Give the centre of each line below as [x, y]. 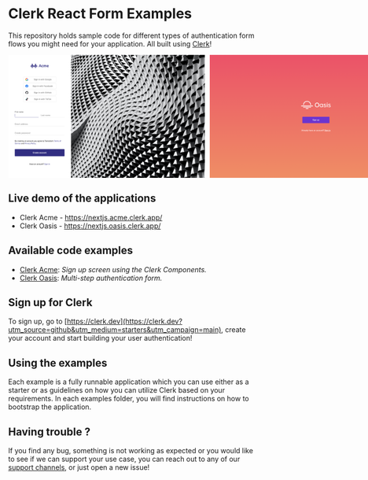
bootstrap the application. [50, 407]
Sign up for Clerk [50, 303]
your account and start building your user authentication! [100, 338]
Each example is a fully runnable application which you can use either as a [129, 382]
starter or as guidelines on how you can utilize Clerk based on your [117, 390]
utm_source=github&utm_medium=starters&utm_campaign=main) [115, 330]
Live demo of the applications [82, 199]
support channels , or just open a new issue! [79, 467]
